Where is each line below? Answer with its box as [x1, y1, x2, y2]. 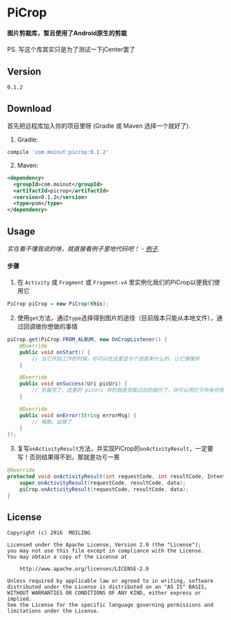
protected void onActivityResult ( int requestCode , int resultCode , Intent [7, 473, 226, 480]
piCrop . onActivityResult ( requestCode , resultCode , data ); [19, 486, 189, 493]
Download [7, 102, 52, 114]
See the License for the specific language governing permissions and [7, 601, 214, 609]
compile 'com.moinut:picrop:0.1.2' [7, 149, 109, 156]
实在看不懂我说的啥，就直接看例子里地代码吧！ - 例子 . [7, 244, 160, 252]
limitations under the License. [7, 608, 100, 615]
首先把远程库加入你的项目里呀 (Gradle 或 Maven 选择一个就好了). [7, 122, 191, 130]
